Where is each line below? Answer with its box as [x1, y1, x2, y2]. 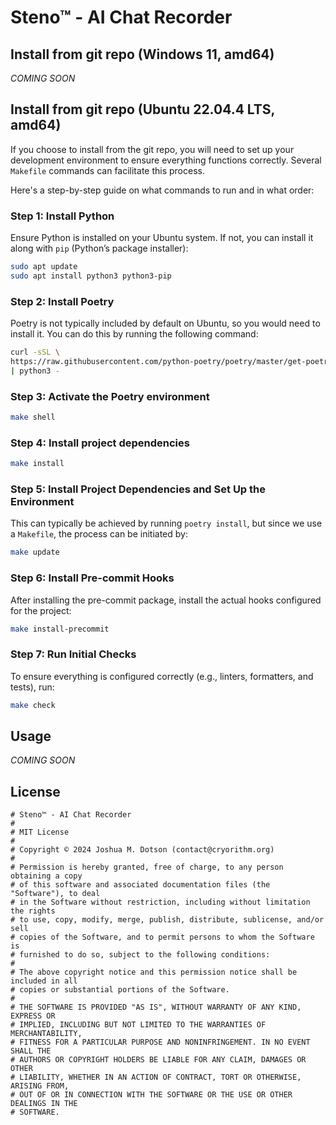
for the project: [10, 604, 72, 616]
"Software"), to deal [10, 889, 101, 899]
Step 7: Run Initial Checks [10, 647, 137, 661]
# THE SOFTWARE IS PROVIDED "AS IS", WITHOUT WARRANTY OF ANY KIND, [10, 1002, 302, 1013]
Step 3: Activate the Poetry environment [10, 389, 210, 403]
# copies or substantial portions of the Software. [10, 985, 230, 995]
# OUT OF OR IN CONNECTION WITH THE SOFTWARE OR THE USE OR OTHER [10, 1090, 293, 1100]
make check [10, 700, 56, 710]
